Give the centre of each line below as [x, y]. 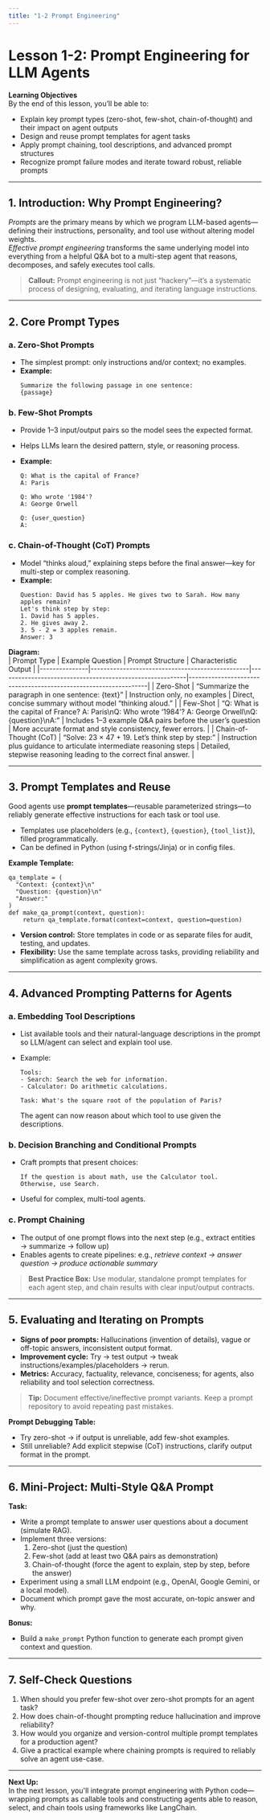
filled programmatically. [59, 839]
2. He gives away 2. [54, 623]
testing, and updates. [55, 943]
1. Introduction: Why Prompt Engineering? [115, 203]
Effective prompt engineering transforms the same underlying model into [129, 248]
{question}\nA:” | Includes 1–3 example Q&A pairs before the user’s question [135, 720]
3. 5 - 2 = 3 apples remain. [69, 630]
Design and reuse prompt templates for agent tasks [105, 136]
